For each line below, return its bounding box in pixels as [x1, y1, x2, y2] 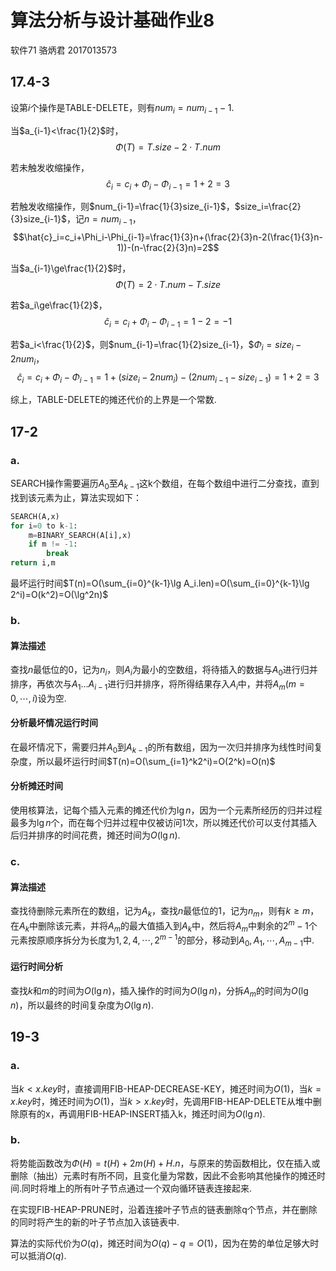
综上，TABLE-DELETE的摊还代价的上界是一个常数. [10, 394, 217, 406]
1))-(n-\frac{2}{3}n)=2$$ [116, 242, 220, 254]
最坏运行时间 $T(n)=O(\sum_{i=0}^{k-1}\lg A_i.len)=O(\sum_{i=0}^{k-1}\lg [10, 577, 310, 590]
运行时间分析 [10, 961, 63, 973]
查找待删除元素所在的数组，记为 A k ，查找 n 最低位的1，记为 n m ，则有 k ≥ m [10, 905, 311, 919]
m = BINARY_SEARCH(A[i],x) [28, 530, 132, 540]
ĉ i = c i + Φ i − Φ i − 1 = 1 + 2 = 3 [106, 177, 230, 192]
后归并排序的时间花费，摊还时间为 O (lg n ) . [10, 829, 181, 841]
